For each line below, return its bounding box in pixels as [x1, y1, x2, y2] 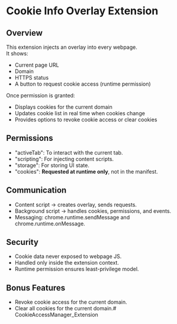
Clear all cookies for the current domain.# [14, 305, 117, 312]
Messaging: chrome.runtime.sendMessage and [14, 213, 130, 221]
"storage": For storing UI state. [14, 162, 90, 169]
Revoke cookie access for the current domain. [14, 298, 127, 306]
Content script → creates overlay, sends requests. [14, 201, 137, 208]
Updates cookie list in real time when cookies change [14, 110, 145, 117]
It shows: [6, 50, 28, 57]
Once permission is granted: [6, 92, 75, 99]
